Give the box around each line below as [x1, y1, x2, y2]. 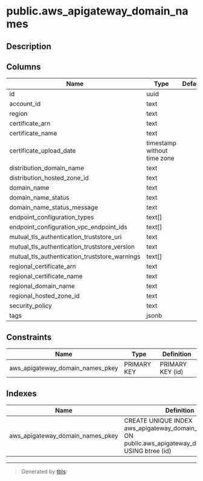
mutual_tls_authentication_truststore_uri [9, 233, 122, 241]
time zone [146, 154, 175, 163]
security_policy [9, 301, 53, 310]
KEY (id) [159, 368, 184, 376]
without [146, 146, 168, 155]
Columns [6, 62, 41, 72]
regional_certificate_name [9, 272, 83, 281]
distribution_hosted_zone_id [9, 174, 89, 182]
